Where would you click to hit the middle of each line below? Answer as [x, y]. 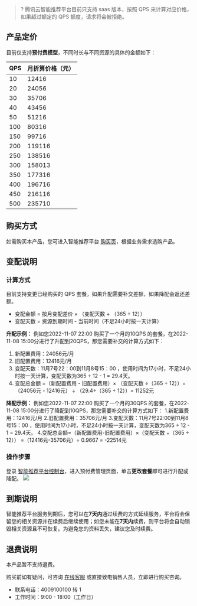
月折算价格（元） [51, 69]
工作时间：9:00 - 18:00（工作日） [55, 597]
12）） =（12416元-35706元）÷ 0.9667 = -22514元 [66, 440]
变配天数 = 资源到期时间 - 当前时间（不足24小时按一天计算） [88, 321]
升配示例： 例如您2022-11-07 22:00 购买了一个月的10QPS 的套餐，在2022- [97, 334]
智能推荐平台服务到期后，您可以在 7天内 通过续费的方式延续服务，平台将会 [96, 514]
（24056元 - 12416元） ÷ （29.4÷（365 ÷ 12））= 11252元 [84, 391]
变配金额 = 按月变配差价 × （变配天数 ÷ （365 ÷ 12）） [80, 314]
